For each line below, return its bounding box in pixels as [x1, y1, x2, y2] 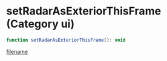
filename [6, 48, 28, 55]
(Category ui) [6, 17, 74, 31]
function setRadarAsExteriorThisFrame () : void [6, 37, 126, 43]
